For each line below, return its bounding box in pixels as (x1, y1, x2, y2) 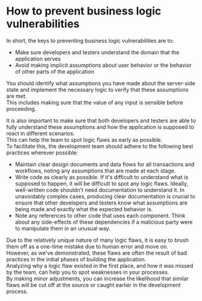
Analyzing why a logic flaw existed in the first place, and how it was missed (6, 262, 194, 269)
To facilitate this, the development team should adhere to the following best (6, 142, 194, 150)
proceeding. (6, 105, 37, 112)
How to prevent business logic (6, 4, 162, 18)
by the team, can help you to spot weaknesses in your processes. (6, 268, 169, 276)
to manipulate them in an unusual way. (14, 224, 110, 232)
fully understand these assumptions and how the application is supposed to (6, 123, 195, 130)
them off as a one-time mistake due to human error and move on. (6, 242, 169, 250)
